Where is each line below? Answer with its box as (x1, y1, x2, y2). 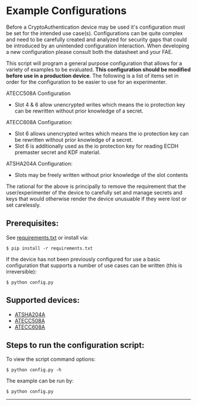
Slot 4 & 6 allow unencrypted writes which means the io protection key (14, 101, 186, 108)
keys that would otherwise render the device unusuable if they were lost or (6, 195, 187, 202)
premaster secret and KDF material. (14, 148, 101, 156)
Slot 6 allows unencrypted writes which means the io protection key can (14, 130, 189, 137)
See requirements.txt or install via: (6, 234, 89, 241)
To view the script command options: (6, 356, 96, 363)
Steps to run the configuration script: (6, 340, 145, 350)
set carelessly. (6, 201, 41, 209)
